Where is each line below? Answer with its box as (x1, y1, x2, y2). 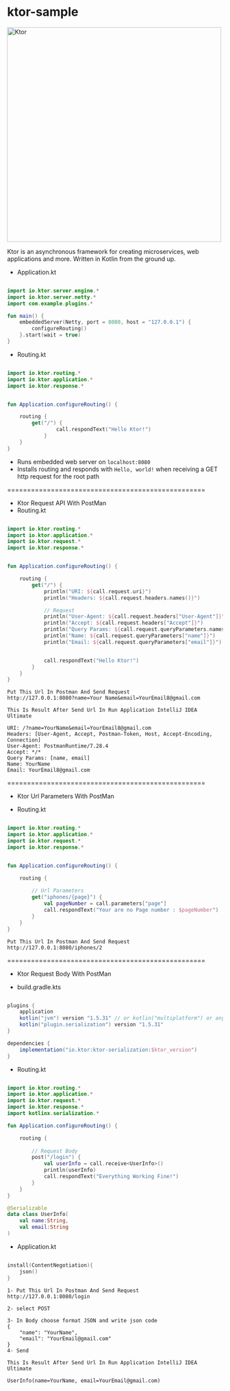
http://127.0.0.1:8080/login (7, 1293, 90, 1300)
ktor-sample (7, 4, 79, 20)
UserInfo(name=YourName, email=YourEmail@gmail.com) (7, 1377, 161, 1384)
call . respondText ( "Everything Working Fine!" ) (43, 1173, 179, 1180)
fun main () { (7, 312, 44, 319)
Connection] (7, 737, 41, 744)
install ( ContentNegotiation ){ (7, 1261, 94, 1269)
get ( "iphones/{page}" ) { (31, 894, 103, 901)
